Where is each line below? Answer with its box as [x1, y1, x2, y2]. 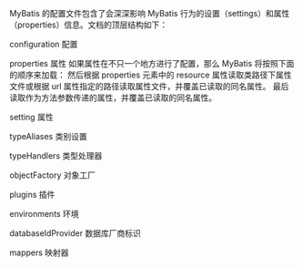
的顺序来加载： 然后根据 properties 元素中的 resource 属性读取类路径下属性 [9, 69, 292, 80]
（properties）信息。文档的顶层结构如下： [9, 19, 168, 30]
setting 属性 [9, 112, 54, 122]
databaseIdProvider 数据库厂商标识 [9, 228, 141, 239]
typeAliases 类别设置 [9, 131, 88, 141]
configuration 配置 [9, 39, 78, 49]
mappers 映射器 [9, 247, 70, 258]
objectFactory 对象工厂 [9, 169, 96, 180]
